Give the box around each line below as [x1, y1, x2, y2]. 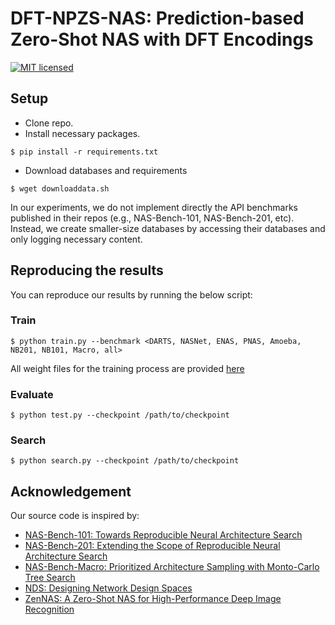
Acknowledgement [10, 483, 132, 500]
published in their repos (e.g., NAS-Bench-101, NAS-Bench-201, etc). [10, 212, 295, 224]
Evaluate [10, 387, 54, 401]
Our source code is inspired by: [10, 510, 140, 522]
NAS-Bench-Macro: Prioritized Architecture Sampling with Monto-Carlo [24, 561, 320, 573]
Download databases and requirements [24, 164, 188, 176]
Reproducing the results [10, 262, 164, 279]
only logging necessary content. [10, 233, 143, 245]
